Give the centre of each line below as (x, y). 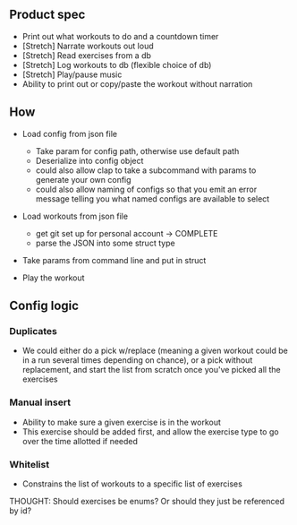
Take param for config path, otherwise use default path (137, 151)
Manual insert (40, 402)
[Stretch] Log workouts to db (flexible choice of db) (117, 65)
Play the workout (53, 278)
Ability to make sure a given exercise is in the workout (122, 422)
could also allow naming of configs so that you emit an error (146, 189)
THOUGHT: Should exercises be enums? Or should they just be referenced (147, 501)
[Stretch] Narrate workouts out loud (88, 46)
